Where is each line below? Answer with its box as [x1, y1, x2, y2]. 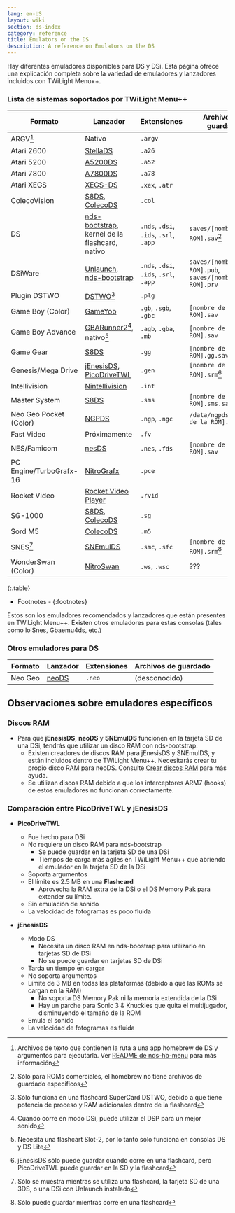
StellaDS [85, 146, 113, 155]
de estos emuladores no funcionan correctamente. [27, 785, 174, 794]
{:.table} [7, 584, 31, 592]
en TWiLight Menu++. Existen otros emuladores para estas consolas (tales [7, 618, 222, 626]
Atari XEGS [10, 180, 48, 190]
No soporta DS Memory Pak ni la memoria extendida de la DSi [38, 994, 217, 1002]
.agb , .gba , [140, 323, 175, 333]
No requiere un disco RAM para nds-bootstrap [27, 841, 162, 849]
